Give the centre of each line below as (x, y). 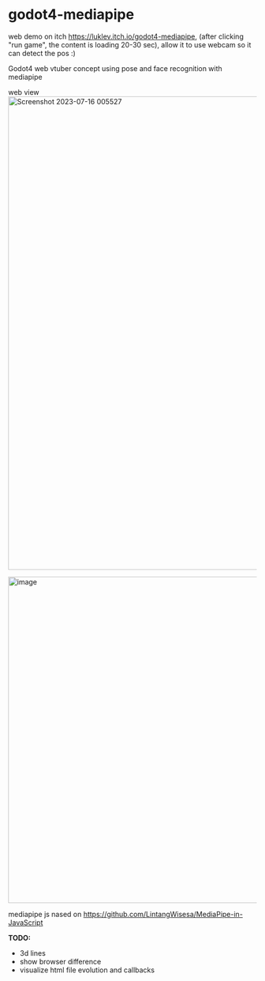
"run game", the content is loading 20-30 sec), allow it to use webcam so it (130, 44)
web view (24, 92)
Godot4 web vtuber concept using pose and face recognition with (115, 68)
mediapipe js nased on (45, 914)
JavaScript (26, 923)
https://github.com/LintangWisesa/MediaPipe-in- (163, 914)
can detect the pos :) (42, 53)
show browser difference (60, 961)
